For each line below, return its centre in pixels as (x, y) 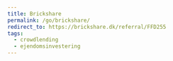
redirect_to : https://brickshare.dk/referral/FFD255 (87, 27)
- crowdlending (36, 40)
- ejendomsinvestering (47, 46)
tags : (15, 33)
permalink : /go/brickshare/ (49, 20)
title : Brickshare (34, 14)
